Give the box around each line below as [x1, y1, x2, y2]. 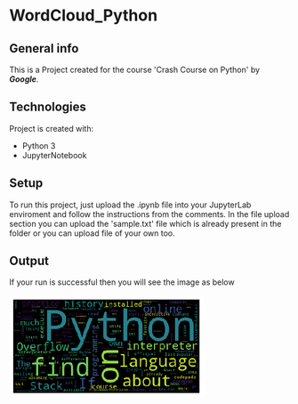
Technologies [9, 100, 87, 115]
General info [9, 41, 79, 56]
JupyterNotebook [21, 149, 87, 160]
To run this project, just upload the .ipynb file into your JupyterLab [9, 199, 252, 210]
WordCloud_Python [9, 5, 158, 26]
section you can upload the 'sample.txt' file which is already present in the [9, 218, 282, 229]
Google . [9, 74, 39, 85]
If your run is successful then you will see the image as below [9, 277, 235, 287]
